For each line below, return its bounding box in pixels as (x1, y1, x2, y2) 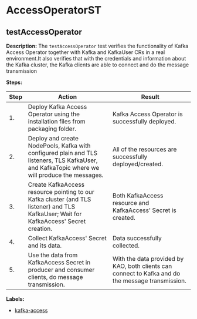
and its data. (28, 241, 62, 250)
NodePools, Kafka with (28, 142, 91, 150)
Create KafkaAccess (28, 180, 85, 189)
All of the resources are (112, 145, 177, 153)
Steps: (6, 79, 22, 86)
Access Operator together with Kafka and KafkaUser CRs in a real (6, 49, 165, 56)
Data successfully (112, 234, 162, 242)
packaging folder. (28, 125, 77, 133)
